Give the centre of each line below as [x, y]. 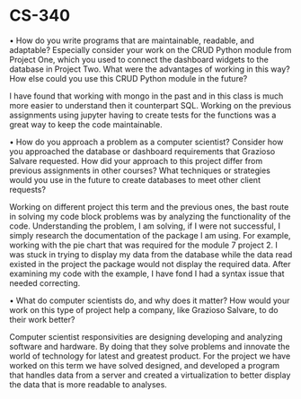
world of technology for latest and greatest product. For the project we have [150, 356]
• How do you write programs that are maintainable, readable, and [132, 40]
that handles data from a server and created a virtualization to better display [150, 375]
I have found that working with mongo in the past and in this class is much [146, 96]
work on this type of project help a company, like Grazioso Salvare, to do [144, 309]
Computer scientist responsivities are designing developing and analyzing [146, 336]
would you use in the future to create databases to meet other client [135, 179]
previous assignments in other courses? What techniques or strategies [140, 170]
